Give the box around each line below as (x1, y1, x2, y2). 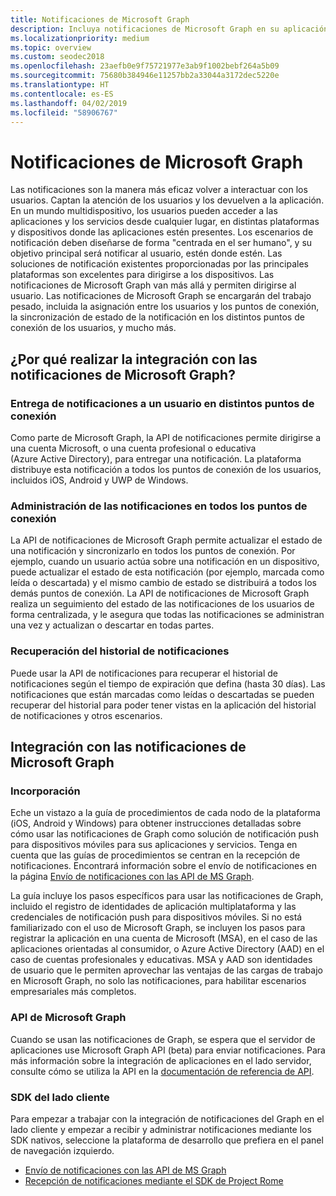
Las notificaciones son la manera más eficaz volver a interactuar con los (10, 184, 308, 196)
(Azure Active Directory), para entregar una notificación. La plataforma (10, 453, 302, 465)
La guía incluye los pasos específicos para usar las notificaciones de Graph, (10, 890, 324, 902)
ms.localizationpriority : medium (10, 33, 150, 43)
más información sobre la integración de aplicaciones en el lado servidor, (10, 1054, 312, 1066)
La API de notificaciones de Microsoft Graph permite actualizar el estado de (10, 534, 323, 546)
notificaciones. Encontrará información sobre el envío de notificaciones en (10, 860, 318, 872)
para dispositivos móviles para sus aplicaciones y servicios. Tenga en (10, 839, 298, 851)
